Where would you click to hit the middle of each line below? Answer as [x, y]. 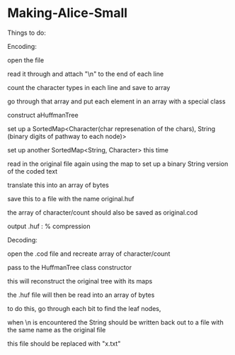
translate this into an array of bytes [58, 185]
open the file [26, 60]
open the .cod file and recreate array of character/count [89, 254]
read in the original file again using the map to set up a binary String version [118, 164]
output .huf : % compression [49, 226]
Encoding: [22, 46]
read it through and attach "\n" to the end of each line [86, 74]
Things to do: [27, 33]
